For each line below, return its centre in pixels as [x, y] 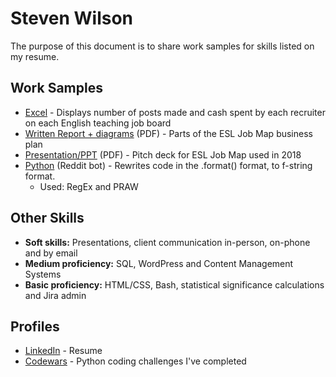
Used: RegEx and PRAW [89, 186]
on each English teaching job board [98, 123]
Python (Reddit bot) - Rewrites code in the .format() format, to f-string [168, 165]
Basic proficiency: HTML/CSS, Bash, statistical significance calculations [174, 284]
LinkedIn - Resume [63, 351]
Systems [43, 274]
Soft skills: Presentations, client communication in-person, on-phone [167, 242]
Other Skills [47, 218]
